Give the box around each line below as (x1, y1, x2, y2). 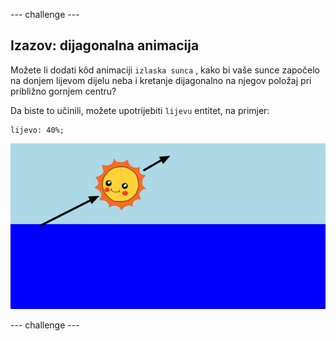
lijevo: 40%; (10, 125, 65, 135)
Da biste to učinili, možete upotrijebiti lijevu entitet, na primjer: (10, 104, 270, 116)
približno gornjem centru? (10, 85, 117, 97)
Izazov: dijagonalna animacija (10, 37, 200, 54)
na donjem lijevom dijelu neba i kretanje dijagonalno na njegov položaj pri (10, 74, 312, 86)
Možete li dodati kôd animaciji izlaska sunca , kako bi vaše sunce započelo (10, 64, 320, 76)
